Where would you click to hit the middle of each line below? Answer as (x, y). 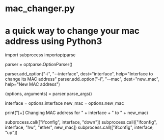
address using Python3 (54, 41)
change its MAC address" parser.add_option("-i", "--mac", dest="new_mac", (82, 79)
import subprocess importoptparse (41, 55)
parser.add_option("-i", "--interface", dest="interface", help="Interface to (79, 74)
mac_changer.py (40, 9)
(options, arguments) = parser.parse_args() (49, 94)
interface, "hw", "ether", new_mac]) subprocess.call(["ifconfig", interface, (79, 127)
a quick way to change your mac (72, 31)
